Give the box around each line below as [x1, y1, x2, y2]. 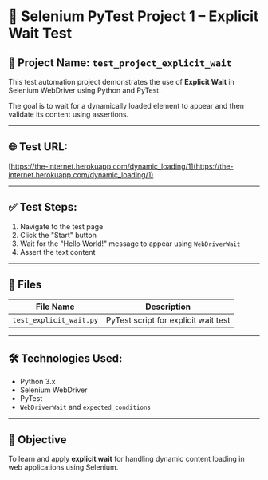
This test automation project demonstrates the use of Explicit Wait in [8, 77, 235, 86]
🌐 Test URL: [8, 140, 69, 154]
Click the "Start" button [19, 230, 97, 240]
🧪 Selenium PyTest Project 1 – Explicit [8, 7, 259, 26]
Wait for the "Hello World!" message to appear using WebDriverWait [19, 239, 241, 248]
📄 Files [8, 278, 42, 292]
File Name [35, 301, 75, 312]
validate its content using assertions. [8, 109, 129, 119]
